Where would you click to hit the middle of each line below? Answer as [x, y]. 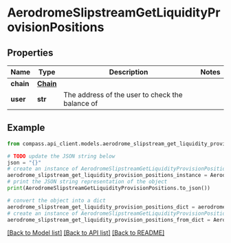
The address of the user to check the [123, 95]
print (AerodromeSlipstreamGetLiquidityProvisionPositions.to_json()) [109, 188]
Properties [30, 53]
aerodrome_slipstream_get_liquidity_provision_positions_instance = [107, 176]
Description [129, 72]
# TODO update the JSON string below [61, 156]
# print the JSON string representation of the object [87, 182]
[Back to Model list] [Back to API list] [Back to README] [86, 233]
